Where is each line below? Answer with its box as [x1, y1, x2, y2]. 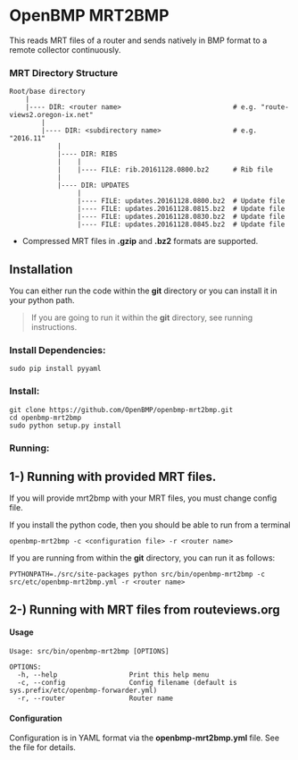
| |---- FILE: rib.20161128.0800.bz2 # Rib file [56, 165, 274, 174]
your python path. [9, 295, 75, 306]
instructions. [30, 322, 78, 333]
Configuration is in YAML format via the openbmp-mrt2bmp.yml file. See [9, 732, 279, 743]
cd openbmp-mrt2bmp [9, 413, 82, 422]
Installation [9, 261, 73, 277]
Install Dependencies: [9, 343, 106, 356]
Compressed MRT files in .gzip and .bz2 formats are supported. [21, 236, 259, 247]
